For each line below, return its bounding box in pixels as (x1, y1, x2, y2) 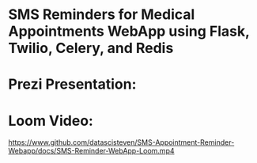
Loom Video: (8, 112, 93, 130)
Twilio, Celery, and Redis (8, 40, 174, 57)
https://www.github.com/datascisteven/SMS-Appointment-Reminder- (8, 138, 235, 147)
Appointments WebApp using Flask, (8, 22, 250, 40)
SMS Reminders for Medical (8, 6, 195, 24)
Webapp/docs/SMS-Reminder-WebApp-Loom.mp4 (8, 146, 175, 156)
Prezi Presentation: (8, 75, 137, 93)
